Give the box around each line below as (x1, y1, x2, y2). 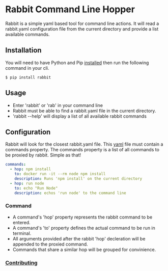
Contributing (5, 259, 38, 266)
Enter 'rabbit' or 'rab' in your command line (12, 102, 103, 108)
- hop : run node (10, 181, 44, 186)
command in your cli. (5, 65, 49, 71)
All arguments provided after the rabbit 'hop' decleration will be (12, 235, 146, 241)
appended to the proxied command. (12, 241, 88, 247)
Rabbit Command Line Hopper (5, 4, 135, 15)
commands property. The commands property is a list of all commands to (5, 147, 159, 153)
